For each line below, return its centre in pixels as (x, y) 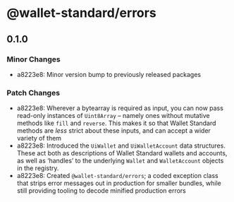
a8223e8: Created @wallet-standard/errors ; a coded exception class (118, 176)
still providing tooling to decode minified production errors (101, 191)
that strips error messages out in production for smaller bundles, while (119, 183)
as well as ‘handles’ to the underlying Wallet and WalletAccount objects (120, 161)
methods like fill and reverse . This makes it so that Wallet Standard (116, 123)
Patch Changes (33, 93)
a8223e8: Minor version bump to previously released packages (109, 74)
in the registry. (38, 168)
